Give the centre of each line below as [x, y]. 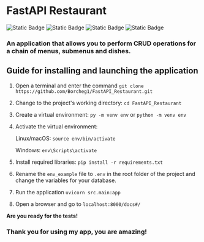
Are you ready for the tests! [42, 216]
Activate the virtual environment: [56, 127]
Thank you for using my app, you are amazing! [77, 232]
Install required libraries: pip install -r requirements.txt [89, 162]
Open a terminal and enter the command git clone [79, 86]
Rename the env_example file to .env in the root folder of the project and [105, 174]
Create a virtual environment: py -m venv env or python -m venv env [101, 114]
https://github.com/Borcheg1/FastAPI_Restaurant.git [84, 91]
